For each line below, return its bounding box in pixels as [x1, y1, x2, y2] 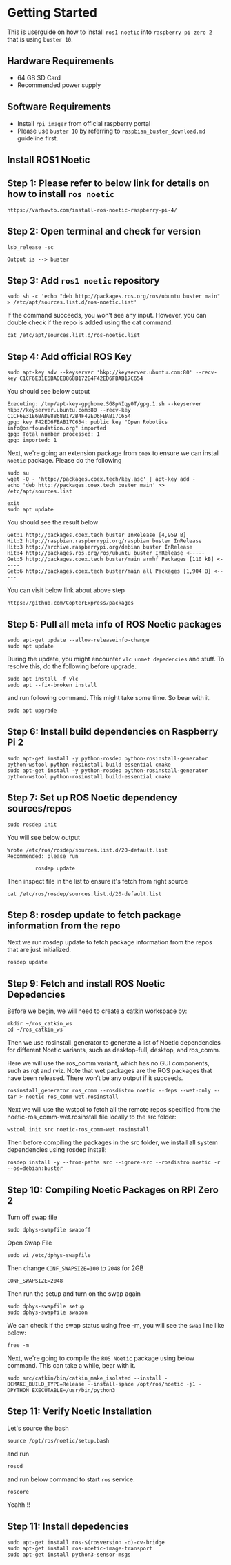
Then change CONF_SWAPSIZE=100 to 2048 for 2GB [7, 1264, 144, 1272]
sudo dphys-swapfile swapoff [7, 1227, 91, 1234]
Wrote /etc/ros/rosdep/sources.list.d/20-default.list [7, 846, 168, 854]
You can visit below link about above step [7, 586, 125, 594]
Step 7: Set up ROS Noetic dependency [7, 792, 178, 804]
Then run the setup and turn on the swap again [7, 1290, 141, 1298]
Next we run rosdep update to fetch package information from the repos [7, 938, 212, 946]
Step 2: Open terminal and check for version [7, 226, 201, 237]
